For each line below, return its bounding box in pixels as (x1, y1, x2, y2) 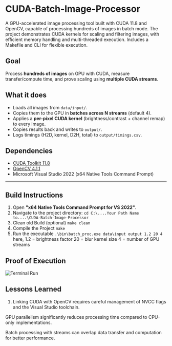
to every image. (12, 121, 46, 127)
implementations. (15, 319, 52, 325)
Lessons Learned (5, 285, 61, 294)
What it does (5, 91, 47, 100)
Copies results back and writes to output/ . (12, 126, 102, 132)
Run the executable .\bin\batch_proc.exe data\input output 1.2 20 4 (12, 230, 163, 237)
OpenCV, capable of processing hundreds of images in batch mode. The (5, 25, 158, 31)
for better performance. (5, 335, 55, 341)
